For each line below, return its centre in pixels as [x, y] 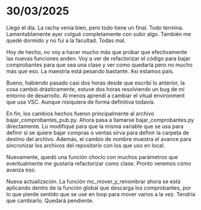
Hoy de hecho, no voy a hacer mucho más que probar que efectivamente [97, 52]
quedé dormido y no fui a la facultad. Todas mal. [66, 40]
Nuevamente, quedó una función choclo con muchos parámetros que [92, 157]
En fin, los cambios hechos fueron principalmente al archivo [80, 113]
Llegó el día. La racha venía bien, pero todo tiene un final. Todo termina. [95, 28]
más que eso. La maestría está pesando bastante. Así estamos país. [90, 71]
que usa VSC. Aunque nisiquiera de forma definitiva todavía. [81, 102]
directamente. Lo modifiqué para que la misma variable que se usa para [95, 126]
